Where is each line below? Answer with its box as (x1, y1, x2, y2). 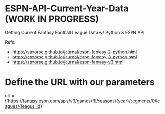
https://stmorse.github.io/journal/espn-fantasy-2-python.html (12, 49, 137, 55)
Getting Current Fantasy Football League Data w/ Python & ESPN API (5, 29, 145, 35)
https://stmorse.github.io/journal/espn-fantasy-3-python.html (12, 54, 137, 59)
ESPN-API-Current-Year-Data (5, 3, 129, 14)
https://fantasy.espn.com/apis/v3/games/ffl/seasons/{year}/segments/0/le (8, 98, 160, 104)
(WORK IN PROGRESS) (5, 13, 99, 25)
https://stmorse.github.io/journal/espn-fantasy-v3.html (12, 59, 124, 65)
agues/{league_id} (5, 103, 43, 109)
